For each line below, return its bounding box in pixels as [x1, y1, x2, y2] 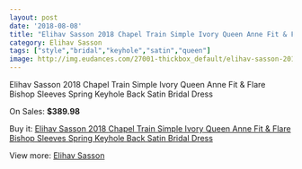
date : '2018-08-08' [9, 21, 83, 30]
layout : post [9, 13, 58, 22]
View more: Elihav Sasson [9, 150, 105, 161]
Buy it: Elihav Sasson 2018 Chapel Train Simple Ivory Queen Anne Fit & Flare [9, 123, 291, 134]
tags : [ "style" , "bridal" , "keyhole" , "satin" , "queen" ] [9, 46, 211, 55]
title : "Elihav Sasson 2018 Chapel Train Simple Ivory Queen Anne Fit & [9, 30, 288, 38]
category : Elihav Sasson [9, 38, 102, 47]
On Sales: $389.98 [9, 106, 81, 116]
